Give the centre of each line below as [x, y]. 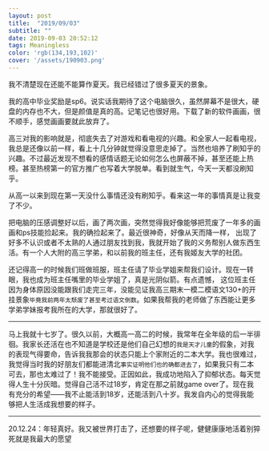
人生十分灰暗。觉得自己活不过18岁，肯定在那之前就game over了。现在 [131, 384]
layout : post [30, 16]
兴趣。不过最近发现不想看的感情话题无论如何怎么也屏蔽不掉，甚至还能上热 [131, 158]
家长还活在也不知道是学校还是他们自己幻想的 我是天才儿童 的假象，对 [139, 344]
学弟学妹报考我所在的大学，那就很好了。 [75, 309]
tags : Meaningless [39, 46]
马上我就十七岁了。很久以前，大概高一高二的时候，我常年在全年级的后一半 [131, 334]
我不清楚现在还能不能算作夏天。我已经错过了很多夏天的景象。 [110, 84]
